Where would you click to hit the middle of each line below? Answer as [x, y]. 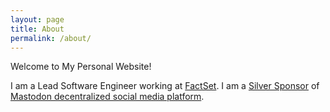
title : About [37, 29]
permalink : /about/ [51, 38]
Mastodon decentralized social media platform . [107, 97]
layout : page [37, 19]
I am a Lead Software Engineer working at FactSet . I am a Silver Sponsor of [165, 86]
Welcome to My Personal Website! [81, 67]
